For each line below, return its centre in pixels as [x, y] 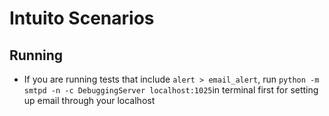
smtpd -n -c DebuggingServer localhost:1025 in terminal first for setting [171, 90]
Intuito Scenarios [82, 18]
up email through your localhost [89, 100]
